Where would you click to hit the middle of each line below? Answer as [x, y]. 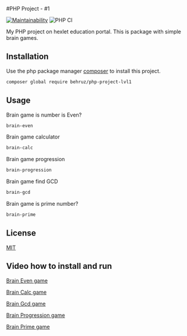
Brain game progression [36, 159]
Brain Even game [27, 280]
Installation [27, 57]
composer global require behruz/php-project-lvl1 [69, 82]
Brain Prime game [28, 326]
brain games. [22, 38]
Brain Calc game [27, 292]
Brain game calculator [33, 137]
